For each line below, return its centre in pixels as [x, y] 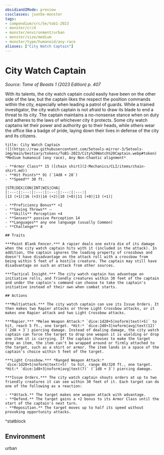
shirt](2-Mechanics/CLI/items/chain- [107, 166]
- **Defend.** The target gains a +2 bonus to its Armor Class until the [82, 399]
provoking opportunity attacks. [38, 412]
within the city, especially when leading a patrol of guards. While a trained [80, 104]
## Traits [15, 235]
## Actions [16, 295]
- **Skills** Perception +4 [34, 214]
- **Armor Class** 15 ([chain [36, 166]
